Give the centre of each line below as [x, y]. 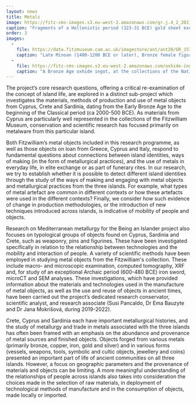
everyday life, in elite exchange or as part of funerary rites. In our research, [96, 168]
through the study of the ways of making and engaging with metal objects [95, 180]
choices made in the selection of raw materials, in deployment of [84, 383]
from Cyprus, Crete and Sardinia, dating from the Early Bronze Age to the [94, 106]
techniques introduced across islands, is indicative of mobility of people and [98, 211]
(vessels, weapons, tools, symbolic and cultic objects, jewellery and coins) [96, 352]
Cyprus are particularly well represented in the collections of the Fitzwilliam [97, 119]
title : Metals [23, 17]
